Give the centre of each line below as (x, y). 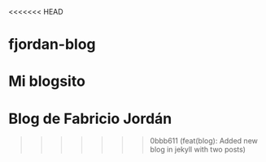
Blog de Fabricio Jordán (90, 119)
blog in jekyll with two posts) (198, 150)
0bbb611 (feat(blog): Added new (204, 141)
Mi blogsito (47, 81)
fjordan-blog (52, 45)
